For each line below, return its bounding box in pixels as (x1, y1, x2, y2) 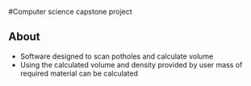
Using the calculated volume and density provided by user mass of (19, 59, 243, 69)
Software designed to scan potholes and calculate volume (19, 51, 214, 61)
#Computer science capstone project (8, 7, 133, 16)
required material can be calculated (19, 68, 139, 78)
